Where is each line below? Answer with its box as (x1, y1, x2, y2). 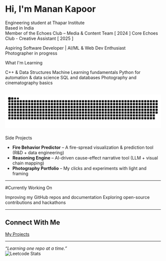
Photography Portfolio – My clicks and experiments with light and (12, 165, 147, 171)
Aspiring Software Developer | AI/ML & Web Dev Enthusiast (5, 45, 126, 51)
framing (12, 170, 29, 176)
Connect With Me (5, 218, 60, 227)
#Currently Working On (5, 185, 52, 191)
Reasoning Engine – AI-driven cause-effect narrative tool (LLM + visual (12, 155, 158, 161)
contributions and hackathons (5, 199, 66, 205)
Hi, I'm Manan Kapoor (5, 3, 96, 15)
